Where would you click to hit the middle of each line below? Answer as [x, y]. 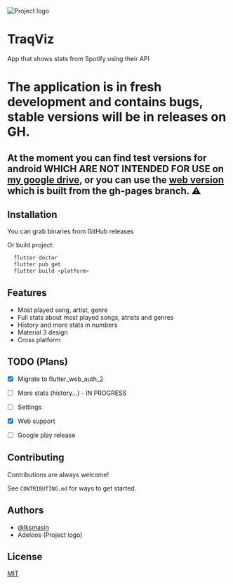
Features [27, 293]
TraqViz [31, 39]
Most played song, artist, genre [62, 310]
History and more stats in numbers [67, 325]
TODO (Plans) [38, 362]
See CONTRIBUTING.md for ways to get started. [72, 488]
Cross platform [39, 339]
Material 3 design [42, 332]
